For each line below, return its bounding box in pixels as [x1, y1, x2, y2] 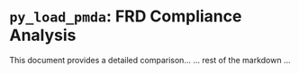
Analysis [9, 25, 77, 45]
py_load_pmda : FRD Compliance [9, 6, 242, 27]
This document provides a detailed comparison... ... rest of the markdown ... [9, 54, 291, 65]
